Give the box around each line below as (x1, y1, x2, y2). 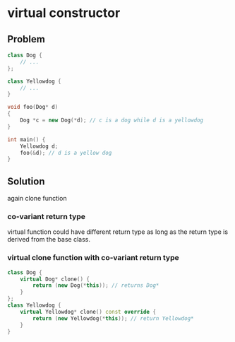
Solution (7, 175, 45, 187)
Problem (7, 33, 46, 45)
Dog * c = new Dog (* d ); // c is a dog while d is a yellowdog (20, 117, 203, 124)
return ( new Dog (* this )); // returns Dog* (32, 282, 159, 289)
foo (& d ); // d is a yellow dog (20, 149, 112, 156)
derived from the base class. (7, 235, 90, 244)
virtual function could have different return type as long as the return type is (7, 228, 228, 236)
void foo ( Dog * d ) (7, 104, 59, 111)
